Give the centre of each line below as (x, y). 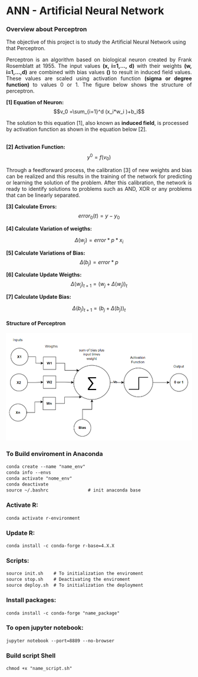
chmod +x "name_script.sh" (39, 669)
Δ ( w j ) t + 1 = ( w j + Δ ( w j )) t (99, 285)
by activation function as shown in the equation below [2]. (77, 129)
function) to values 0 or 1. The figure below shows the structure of (99, 85)
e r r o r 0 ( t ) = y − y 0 (99, 216)
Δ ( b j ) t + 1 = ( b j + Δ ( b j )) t (99, 309)
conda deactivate (27, 484)
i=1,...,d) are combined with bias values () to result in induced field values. (99, 72)
